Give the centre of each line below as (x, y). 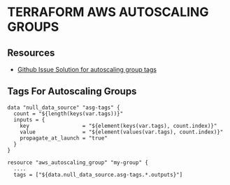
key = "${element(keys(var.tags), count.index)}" (118, 126)
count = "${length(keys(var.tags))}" (69, 113)
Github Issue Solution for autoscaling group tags (87, 69)
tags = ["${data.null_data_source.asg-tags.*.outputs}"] (98, 175)
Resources (31, 53)
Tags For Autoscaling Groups (72, 91)
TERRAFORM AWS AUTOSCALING (108, 12)
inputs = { (29, 119)
